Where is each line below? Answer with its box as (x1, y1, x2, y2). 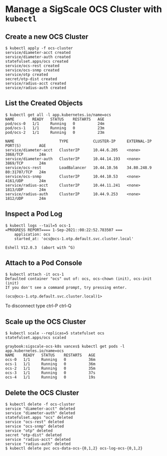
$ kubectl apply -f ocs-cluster (5, 46, 73, 51)
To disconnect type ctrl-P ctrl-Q (5, 303, 72, 309)
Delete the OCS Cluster (5, 389, 79, 397)
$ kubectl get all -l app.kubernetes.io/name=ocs (5, 112, 112, 117)
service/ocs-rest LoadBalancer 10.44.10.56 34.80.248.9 (5, 165, 152, 170)
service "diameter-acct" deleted (5, 406, 75, 411)
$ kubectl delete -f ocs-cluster (5, 402, 75, 407)
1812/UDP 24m (5, 196, 46, 201)
